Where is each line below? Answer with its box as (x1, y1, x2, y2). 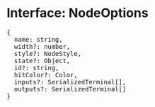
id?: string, (13, 64, 59, 72)
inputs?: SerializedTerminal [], (13, 78, 127, 86)
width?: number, (13, 43, 71, 50)
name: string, (13, 35, 63, 43)
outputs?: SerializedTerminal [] (13, 85, 127, 93)
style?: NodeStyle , (13, 50, 82, 57)
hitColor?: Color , (13, 71, 79, 79)
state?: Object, (13, 57, 71, 64)
